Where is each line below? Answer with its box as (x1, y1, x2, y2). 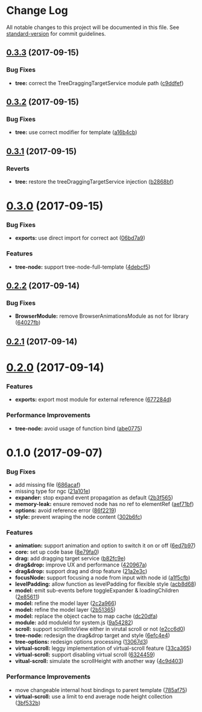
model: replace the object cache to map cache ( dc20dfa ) (14, 612, 158, 620)
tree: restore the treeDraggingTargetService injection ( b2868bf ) (14, 178, 174, 185)
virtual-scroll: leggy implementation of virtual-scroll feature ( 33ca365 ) (14, 644, 192, 652)
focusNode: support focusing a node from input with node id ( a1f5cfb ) (14, 574, 191, 582)
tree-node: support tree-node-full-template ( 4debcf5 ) (14, 263, 151, 271)
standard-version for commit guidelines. (6, 30, 106, 37)
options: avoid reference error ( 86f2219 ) (14, 507, 116, 514)
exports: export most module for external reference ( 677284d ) (14, 396, 172, 403)
